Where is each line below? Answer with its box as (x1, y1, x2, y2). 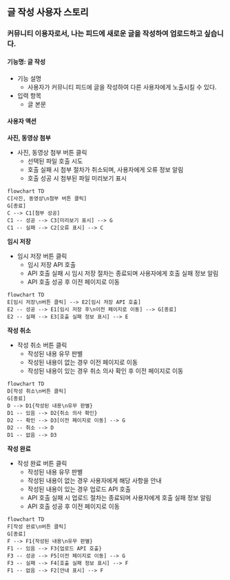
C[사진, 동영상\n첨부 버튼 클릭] (7, 195, 87, 202)
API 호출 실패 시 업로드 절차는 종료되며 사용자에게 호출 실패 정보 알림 (27, 493, 211, 502)
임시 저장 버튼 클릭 (17, 252, 67, 260)
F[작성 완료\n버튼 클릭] (7, 523, 67, 530)
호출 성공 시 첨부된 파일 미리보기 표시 (27, 174, 127, 182)
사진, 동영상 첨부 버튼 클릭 (17, 148, 87, 156)
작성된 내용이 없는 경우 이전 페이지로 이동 (27, 358, 138, 366)
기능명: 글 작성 (7, 57, 46, 65)
